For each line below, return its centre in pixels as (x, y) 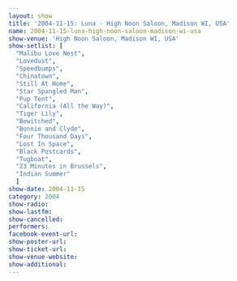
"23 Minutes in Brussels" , (61, 167)
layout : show (30, 16)
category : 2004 (34, 196)
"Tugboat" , (34, 159)
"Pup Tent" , (36, 99)
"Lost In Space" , (45, 144)
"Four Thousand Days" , (54, 136)
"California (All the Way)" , (65, 106)
